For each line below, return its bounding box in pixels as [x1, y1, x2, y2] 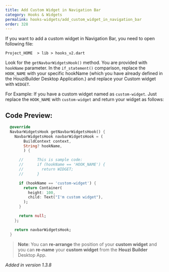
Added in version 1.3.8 [5, 262, 52, 268]
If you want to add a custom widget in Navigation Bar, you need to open [5, 36, 155, 42]
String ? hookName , [23, 143, 62, 149]
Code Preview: [5, 111, 53, 120]
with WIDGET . [5, 81, 30, 87]
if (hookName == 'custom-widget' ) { [18, 181, 96, 186]
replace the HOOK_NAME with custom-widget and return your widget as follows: [5, 96, 164, 103]
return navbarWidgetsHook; [14, 227, 72, 232]
